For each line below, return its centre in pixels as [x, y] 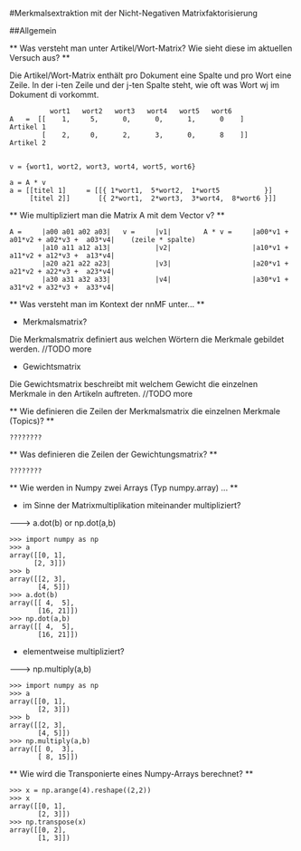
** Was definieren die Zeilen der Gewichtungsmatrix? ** [113, 454]
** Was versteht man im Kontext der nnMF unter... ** [107, 304]
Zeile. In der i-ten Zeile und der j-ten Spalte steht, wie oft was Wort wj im [145, 85]
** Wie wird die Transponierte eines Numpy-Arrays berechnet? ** [132, 774]
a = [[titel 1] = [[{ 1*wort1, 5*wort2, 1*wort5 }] [141, 190]
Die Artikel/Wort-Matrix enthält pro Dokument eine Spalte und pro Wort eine [150, 75]
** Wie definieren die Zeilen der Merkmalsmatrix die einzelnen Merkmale [145, 411]
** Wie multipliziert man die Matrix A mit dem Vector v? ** [117, 215]
